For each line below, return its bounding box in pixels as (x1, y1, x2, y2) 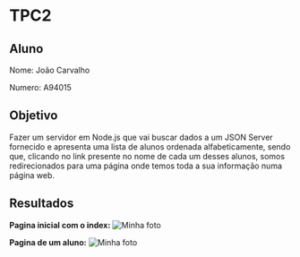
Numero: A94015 (9, 82, 72, 92)
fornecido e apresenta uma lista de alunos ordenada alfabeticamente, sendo (9, 141, 291, 152)
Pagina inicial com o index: (9, 219, 111, 230)
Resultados (9, 196, 74, 211)
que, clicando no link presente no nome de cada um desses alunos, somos (9, 150, 285, 161)
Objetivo (9, 108, 58, 124)
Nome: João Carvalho (9, 64, 90, 75)
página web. (9, 169, 56, 180)
